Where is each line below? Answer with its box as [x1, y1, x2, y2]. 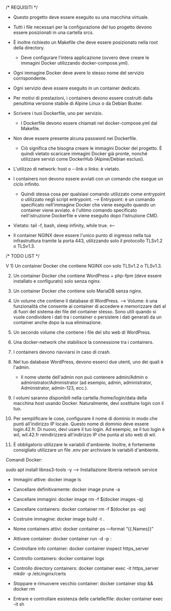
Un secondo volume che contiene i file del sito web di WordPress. [13, 329, 151, 335]
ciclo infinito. [13, 181, 40, 187]
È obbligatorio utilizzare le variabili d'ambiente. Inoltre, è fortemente [13, 442, 156, 447]
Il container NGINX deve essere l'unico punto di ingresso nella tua [13, 232, 152, 238]
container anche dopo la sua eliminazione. [13, 319, 102, 325]
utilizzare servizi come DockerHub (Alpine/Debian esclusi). [20, 156, 145, 162]
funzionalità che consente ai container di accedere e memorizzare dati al [13, 303, 166, 309]
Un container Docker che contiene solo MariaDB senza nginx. [13, 288, 142, 294]
